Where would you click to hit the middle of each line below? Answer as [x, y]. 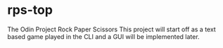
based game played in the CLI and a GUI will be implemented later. [103, 36]
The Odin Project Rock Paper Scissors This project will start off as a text [111, 29]
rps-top [30, 10]
